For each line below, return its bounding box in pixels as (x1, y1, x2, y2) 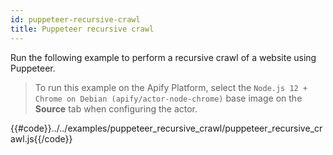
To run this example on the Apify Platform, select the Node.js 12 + (34, 81, 308, 93)
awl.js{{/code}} (10, 132, 73, 145)
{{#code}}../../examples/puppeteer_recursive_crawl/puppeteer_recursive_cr (10, 122, 323, 134)
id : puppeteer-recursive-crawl (10, 14, 141, 25)
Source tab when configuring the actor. (34, 102, 198, 115)
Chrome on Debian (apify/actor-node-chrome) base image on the (34, 92, 303, 104)
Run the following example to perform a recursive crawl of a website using (10, 51, 317, 63)
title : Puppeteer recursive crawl (10, 24, 155, 34)
